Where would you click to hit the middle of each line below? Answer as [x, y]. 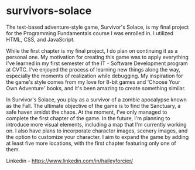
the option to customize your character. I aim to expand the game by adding [97, 137]
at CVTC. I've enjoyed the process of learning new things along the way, [93, 69]
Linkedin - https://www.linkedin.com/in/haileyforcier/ [70, 161]
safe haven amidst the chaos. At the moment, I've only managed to [87, 112]
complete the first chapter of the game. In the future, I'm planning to [88, 118]
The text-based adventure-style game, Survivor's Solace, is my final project [97, 27]
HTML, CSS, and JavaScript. [40, 39]
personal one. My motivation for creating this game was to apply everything [97, 57]
